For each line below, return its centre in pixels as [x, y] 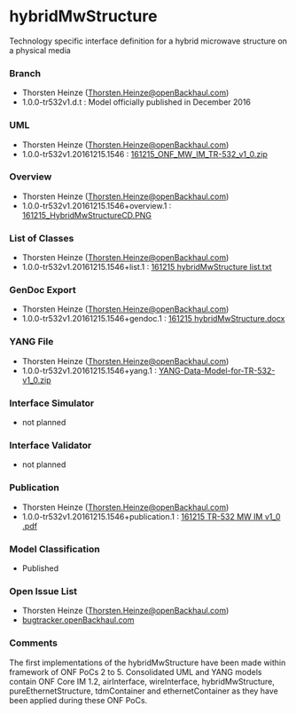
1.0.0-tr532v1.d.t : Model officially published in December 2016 [136, 102]
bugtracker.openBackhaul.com [78, 620]
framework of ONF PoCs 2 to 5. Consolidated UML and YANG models [136, 671]
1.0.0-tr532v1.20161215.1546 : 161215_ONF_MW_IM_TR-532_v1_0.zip [145, 154]
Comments [33, 643]
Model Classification [55, 549]
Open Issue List [43, 591]
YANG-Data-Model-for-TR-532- [217, 370]
